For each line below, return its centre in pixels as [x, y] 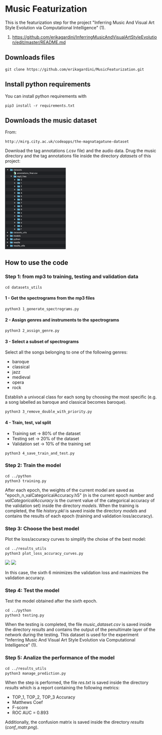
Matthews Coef [27, 702]
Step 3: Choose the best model [42, 528]
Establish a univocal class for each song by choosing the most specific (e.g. [81, 397]
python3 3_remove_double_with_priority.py [49, 412]
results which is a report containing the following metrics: [62, 687]
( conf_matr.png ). [22, 727]
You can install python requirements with [46, 96]
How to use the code [37, 263]
